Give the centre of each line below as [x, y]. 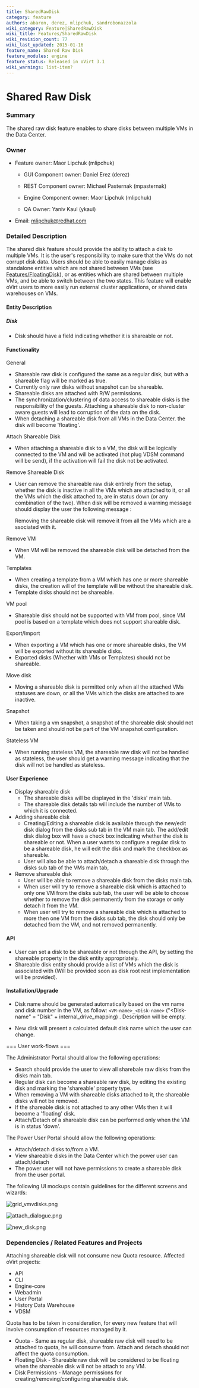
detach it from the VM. [51, 906]
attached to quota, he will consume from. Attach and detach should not [102, 1347]
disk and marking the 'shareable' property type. [73, 1088]
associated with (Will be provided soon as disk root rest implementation [102, 971]
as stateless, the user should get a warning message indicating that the [102, 758]
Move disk [19, 676]
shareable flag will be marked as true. [61, 381]
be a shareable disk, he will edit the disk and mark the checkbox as [106, 849]
